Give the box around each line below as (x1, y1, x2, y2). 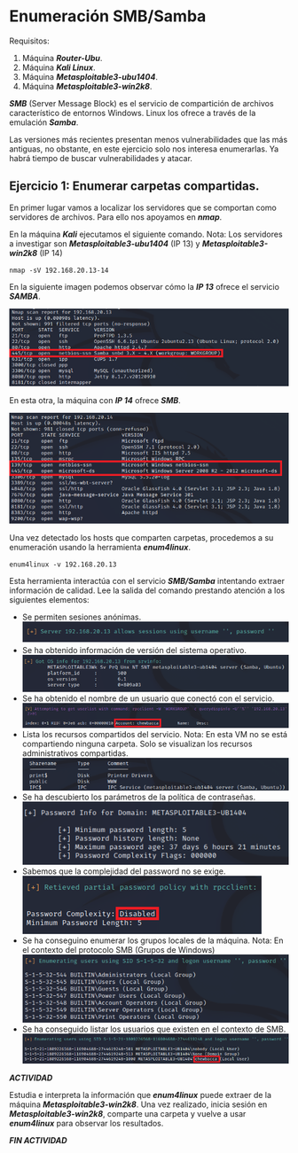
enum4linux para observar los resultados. (9, 1118, 164, 1128)
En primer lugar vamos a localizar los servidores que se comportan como (9, 202, 277, 213)
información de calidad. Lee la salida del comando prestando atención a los (9, 585, 286, 596)
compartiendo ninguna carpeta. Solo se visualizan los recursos (21, 738, 253, 750)
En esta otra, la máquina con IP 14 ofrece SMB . (9, 394, 182, 405)
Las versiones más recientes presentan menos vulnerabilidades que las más (9, 134, 288, 144)
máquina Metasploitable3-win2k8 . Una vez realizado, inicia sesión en (9, 1099, 268, 1110)
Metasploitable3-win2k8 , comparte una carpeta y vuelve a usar (9, 1108, 247, 1118)
